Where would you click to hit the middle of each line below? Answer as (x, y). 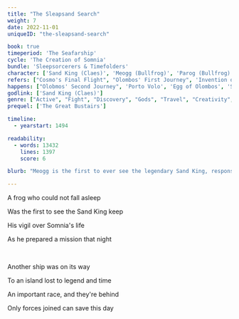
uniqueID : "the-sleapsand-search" (59, 34)
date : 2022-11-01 (33, 27)
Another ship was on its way (49, 267)
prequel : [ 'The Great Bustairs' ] (57, 106)
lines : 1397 (38, 152)
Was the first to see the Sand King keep (65, 211)
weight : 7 (22, 21)
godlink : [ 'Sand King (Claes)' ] (55, 93)
